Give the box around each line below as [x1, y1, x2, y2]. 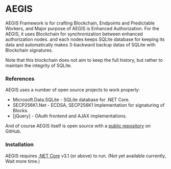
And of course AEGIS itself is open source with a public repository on [5, 123, 151, 129]
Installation [5, 141, 34, 148]
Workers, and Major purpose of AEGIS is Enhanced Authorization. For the [5, 25, 159, 31]
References [5, 75, 35, 82]
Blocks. [12, 108, 29, 114]
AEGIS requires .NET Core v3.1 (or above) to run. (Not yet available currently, [5, 153, 166, 159]
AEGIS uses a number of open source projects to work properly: [5, 87, 140, 93]
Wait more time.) [5, 158, 40, 164]
